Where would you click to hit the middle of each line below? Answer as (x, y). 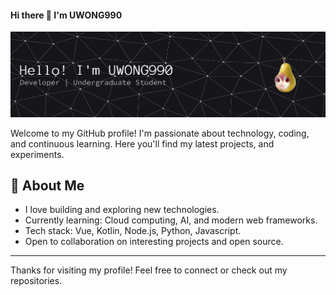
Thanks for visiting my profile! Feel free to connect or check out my (149, 270)
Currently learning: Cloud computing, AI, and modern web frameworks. (171, 220)
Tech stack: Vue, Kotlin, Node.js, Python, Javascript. (133, 231)
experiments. (37, 154)
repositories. (36, 281)
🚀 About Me (47, 186)
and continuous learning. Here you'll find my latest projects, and (142, 143)
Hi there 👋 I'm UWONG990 (66, 15)
